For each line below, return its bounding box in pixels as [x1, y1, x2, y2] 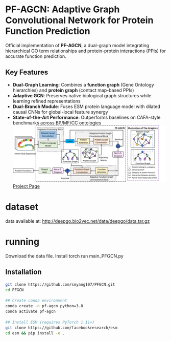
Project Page [12, 183, 40, 189]
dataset [5, 201, 39, 213]
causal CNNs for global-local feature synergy [12, 109, 108, 115]
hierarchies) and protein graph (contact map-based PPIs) [12, 87, 134, 93]
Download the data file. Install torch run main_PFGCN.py [5, 252, 124, 259]
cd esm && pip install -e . [5, 330, 65, 336]
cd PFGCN [5, 287, 24, 292]
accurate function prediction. [5, 53, 66, 59]
